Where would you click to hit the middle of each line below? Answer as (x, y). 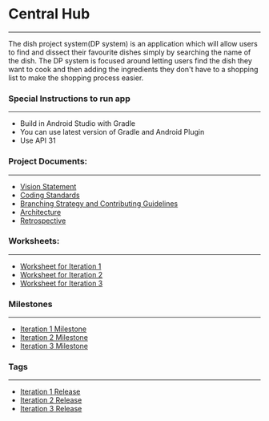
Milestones (30, 304)
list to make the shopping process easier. (76, 78)
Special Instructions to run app (69, 99)
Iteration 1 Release (50, 392)
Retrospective (43, 221)
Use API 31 (38, 140)
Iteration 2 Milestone (54, 338)
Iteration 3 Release (51, 409)
